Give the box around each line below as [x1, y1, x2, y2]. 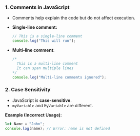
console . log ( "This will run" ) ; [12, 39, 76, 43]
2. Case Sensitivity [5, 86, 51, 93]
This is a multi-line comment [17, 61, 78, 66]
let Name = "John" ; [5, 121, 45, 126]
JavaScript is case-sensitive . [12, 97, 72, 103]
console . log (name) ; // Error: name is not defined [5, 126, 110, 131]
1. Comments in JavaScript [5, 4, 70, 11]
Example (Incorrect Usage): [5, 112, 62, 118]
